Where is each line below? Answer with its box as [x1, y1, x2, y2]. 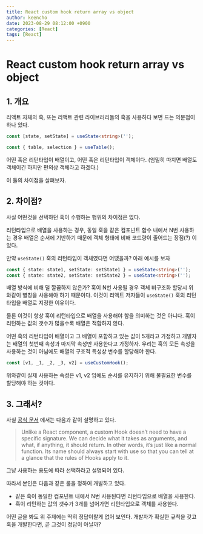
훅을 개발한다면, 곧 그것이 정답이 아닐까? [6, 521, 101, 528]
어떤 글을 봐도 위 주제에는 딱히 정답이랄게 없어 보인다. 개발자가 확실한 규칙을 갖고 [6, 513, 197, 521]
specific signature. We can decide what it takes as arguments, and [21, 435, 188, 442]
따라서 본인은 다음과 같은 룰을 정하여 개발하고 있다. [6, 480, 126, 487]
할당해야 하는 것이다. [6, 380, 55, 387]
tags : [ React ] [6, 32, 42, 38]
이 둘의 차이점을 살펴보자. [6, 176, 67, 184]
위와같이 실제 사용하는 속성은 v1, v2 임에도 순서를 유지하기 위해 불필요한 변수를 [6, 372, 192, 379]
